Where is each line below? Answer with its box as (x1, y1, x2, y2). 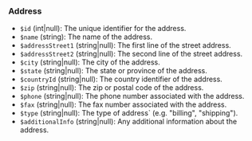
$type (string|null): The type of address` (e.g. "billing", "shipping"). (19, 108, 238, 118)
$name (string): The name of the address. (19, 32, 153, 41)
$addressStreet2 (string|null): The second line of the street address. (19, 49, 243, 59)
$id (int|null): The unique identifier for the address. (19, 24, 187, 33)
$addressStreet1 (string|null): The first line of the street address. (19, 41, 231, 50)
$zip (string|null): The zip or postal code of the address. (19, 83, 204, 92)
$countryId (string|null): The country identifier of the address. (19, 74, 223, 84)
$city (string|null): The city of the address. (19, 57, 161, 67)
